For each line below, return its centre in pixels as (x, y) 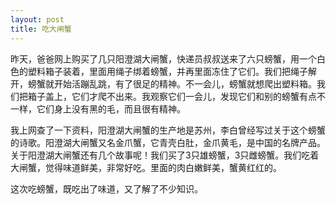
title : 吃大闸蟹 (41, 29)
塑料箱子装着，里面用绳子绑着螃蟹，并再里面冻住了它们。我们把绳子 (167, 71)
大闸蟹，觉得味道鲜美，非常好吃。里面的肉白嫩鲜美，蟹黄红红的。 (146, 167)
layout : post (37, 19)
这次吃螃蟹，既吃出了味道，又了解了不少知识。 (106, 188)
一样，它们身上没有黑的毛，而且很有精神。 (98, 108)
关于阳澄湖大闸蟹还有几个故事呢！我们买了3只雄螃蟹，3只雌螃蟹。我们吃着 (165, 155)
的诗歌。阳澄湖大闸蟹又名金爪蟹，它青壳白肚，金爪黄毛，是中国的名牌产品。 (168, 142)
